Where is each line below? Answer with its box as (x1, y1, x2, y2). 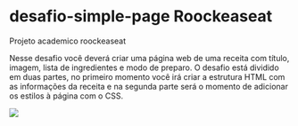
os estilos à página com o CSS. (9, 91, 123, 101)
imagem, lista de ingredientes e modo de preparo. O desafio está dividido (9, 62, 279, 73)
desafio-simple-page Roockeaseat (9, 6, 273, 27)
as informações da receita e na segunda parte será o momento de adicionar (9, 81, 288, 91)
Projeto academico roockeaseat (9, 35, 127, 46)
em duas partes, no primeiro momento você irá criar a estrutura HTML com (9, 71, 286, 82)
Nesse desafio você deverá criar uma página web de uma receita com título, (9, 52, 290, 63)
